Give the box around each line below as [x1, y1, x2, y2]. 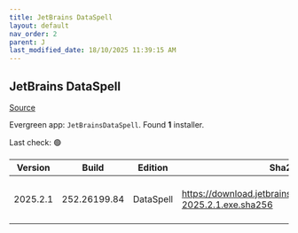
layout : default [9, 21, 69, 30]
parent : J [9, 37, 46, 47]
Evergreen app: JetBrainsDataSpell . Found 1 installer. [9, 119, 205, 129]
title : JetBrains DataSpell [9, 12, 114, 22]
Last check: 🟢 [9, 136, 62, 147]
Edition [137, 161, 169, 174]
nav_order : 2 [9, 29, 58, 38]
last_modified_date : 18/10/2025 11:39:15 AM [9, 46, 176, 55]
